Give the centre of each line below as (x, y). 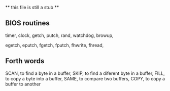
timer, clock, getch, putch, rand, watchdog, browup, (59, 35)
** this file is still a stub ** (32, 7)
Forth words (25, 61)
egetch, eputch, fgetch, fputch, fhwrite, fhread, (55, 45)
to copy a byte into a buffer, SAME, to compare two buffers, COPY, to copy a (85, 78)
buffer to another (23, 84)
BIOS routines (27, 23)
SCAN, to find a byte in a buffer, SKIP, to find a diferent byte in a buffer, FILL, (85, 73)
